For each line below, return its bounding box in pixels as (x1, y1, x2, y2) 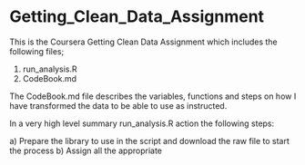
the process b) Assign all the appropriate (9, 145, 162, 156)
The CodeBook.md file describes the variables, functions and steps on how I (9, 91, 297, 102)
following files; (9, 45, 65, 56)
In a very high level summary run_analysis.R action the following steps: (9, 118, 275, 129)
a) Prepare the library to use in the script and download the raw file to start (9, 135, 290, 146)
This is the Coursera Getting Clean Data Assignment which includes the (9, 36, 278, 47)
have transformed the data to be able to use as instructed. (9, 100, 228, 111)
